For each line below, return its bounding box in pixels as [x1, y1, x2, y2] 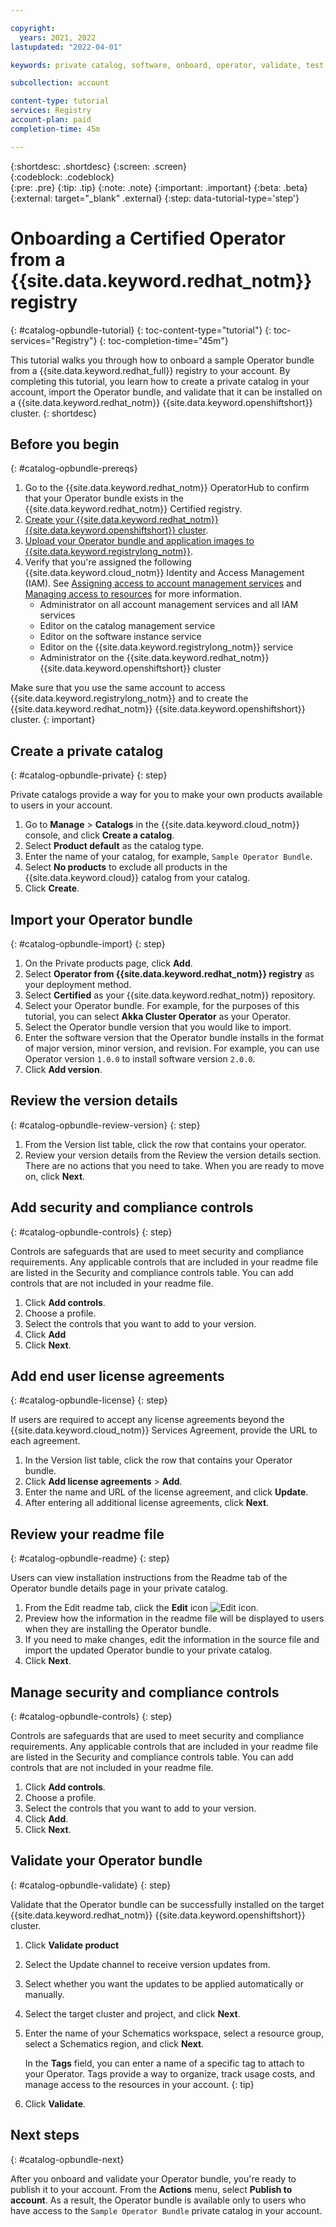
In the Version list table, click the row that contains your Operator [24, 1454, 293, 1466]
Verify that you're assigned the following [24, 556, 192, 568]
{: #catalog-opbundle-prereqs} [10, 462, 138, 475]
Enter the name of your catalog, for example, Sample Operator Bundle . [24, 851, 313, 863]
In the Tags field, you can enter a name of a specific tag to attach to [24, 2057, 305, 2069]
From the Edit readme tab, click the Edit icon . [24, 1602, 259, 1614]
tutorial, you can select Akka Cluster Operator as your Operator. [24, 1011, 292, 1022]
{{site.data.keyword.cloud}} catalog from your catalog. [24, 872, 251, 884]
